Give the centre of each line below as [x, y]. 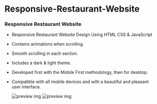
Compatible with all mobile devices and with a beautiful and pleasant [80, 82]
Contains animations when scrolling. [48, 44]
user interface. [26, 87]
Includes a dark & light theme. [41, 63]
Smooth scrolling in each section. [45, 53]
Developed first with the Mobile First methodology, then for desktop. [80, 72]
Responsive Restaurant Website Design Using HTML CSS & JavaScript [82, 35]
